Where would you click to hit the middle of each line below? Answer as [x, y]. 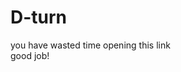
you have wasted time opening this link [90, 45]
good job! [30, 55]
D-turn [39, 17]
